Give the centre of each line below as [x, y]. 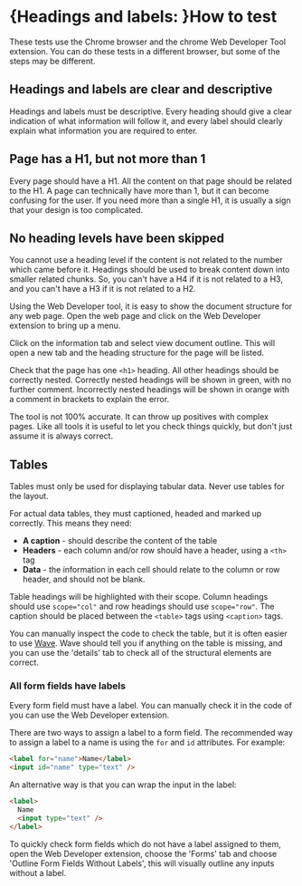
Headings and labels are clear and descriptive [141, 89]
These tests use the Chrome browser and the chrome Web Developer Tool [148, 42]
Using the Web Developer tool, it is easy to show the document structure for [151, 306]
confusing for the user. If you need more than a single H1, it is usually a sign [150, 200]
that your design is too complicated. [76, 209]
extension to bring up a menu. [65, 326]
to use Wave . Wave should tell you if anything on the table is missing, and [146, 643]
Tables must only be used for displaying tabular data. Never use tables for [147, 486]
